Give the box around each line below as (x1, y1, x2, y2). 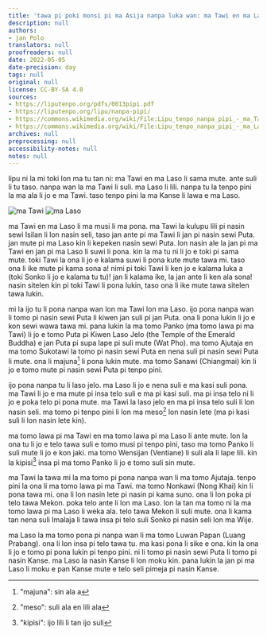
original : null (8, 78, 59, 86)
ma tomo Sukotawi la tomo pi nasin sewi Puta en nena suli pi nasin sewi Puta (8, 347, 259, 356)
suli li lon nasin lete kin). (8, 415, 87, 425)
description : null (8, 19, 69, 27)
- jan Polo (8, 33, 44, 42)
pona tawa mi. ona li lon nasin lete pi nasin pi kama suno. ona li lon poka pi (8, 490, 252, 499)
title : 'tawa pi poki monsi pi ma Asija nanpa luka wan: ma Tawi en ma (8, 11, 250, 20)
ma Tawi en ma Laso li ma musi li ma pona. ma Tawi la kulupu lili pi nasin (8, 222, 245, 231)
